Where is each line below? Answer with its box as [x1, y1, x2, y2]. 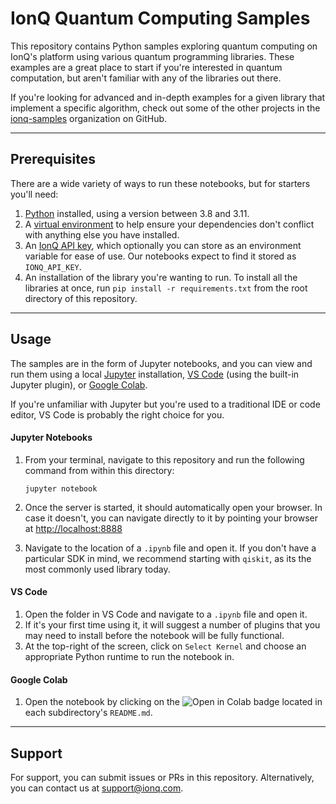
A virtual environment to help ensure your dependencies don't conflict [24, 218, 315, 230]
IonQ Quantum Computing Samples [10, 7, 311, 30]
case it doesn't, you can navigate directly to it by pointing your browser [24, 512, 319, 524]
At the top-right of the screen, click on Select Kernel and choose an [24, 640, 307, 652]
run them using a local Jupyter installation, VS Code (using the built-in [10, 368, 300, 380]
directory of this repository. [24, 292, 138, 304]
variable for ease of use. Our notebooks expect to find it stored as [24, 250, 297, 262]
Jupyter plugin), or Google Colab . [10, 378, 148, 391]
